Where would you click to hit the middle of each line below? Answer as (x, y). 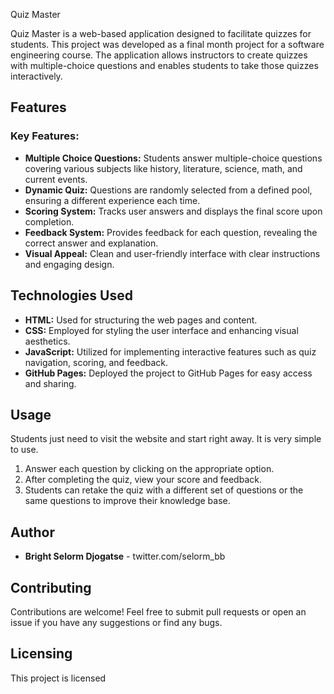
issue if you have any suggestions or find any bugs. (116, 622)
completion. (49, 221)
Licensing (41, 654)
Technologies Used (71, 295)
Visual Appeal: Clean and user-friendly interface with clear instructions (172, 253)
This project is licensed (58, 678)
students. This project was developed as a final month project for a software (167, 44)
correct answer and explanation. (91, 243)
